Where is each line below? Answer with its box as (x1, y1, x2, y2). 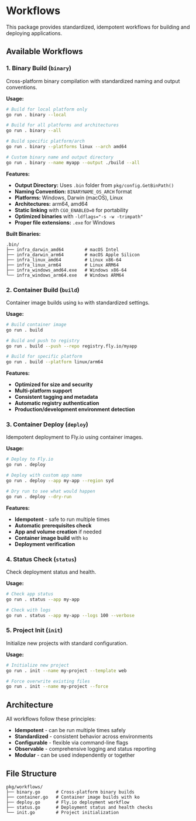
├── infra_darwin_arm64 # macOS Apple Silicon (6, 251, 140, 258)
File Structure (6, 768, 57, 778)
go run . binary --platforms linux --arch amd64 (6, 144, 127, 150)
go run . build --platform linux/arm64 (6, 359, 104, 365)
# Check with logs (6, 607, 51, 613)
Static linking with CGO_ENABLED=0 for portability (14, 206, 129, 213)
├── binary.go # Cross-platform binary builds (6, 789, 135, 795)
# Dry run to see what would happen (6, 488, 95, 494)
